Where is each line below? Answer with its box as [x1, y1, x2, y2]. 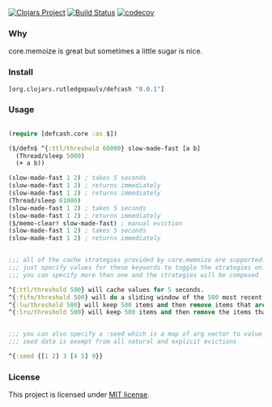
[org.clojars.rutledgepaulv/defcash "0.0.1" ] [8, 85, 164, 93]
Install [8, 66, 34, 78]
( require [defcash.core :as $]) [8, 130, 117, 138]
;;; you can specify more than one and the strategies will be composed [8, 271, 259, 279]
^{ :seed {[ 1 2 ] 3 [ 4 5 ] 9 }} [8, 353, 104, 361]
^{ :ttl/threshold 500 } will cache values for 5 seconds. [8, 285, 205, 293]
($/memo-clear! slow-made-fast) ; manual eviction [8, 219, 183, 227]
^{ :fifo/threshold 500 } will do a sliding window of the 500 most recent [8, 293, 263, 302]
